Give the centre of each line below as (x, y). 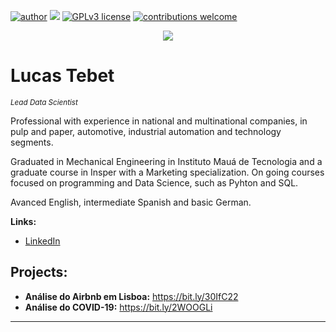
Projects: (39, 272)
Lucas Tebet (62, 76)
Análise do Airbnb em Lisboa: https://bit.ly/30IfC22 (131, 296)
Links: (23, 221)
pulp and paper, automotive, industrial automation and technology (146, 131)
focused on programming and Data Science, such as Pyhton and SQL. (154, 182)
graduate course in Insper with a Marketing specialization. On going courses (167, 172)
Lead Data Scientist (44, 102)
